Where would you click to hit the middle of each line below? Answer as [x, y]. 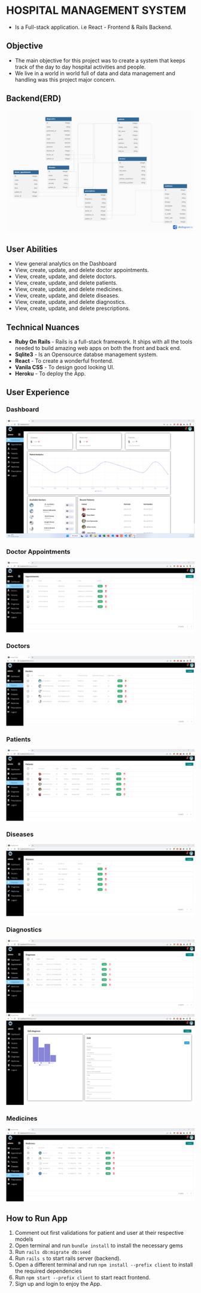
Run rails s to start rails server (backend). [68, 1258]
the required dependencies [48, 1271]
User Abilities [32, 249]
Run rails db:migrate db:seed [53, 1252]
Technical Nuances [43, 327]
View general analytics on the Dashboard [66, 264]
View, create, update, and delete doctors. [66, 276]
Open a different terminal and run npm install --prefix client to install [104, 1265]
